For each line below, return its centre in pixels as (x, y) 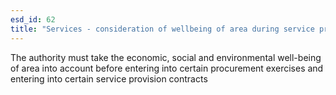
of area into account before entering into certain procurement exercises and (167, 68)
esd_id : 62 (33, 19)
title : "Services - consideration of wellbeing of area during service (162, 29)
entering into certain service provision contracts (109, 78)
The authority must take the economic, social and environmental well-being (166, 57)
